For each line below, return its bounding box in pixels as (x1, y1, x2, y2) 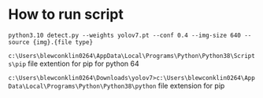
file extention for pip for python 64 (27, 59, 139, 68)
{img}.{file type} (32, 38, 93, 46)
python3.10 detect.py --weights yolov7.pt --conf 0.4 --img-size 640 (8, 31, 242, 39)
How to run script (8, 5, 124, 24)
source (8, 38, 30, 46)
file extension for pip (157, 81, 225, 90)
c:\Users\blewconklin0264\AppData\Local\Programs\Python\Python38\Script (8, 52, 256, 60)
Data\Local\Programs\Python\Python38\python (8, 82, 157, 90)
